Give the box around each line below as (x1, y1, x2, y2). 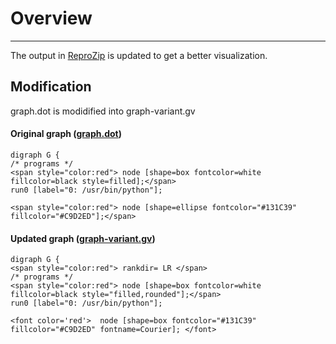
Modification (10, 78, 92, 96)
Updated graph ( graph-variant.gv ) (10, 232, 156, 244)
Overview (10, 7, 93, 30)
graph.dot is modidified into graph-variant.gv (10, 105, 196, 117)
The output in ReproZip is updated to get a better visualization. (10, 49, 268, 61)
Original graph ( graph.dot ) (10, 128, 123, 140)
